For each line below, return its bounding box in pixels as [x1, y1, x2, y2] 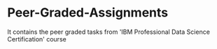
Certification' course [7, 35, 66, 43]
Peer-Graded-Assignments [7, 5, 169, 21]
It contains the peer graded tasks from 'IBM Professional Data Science [7, 28, 210, 36]
